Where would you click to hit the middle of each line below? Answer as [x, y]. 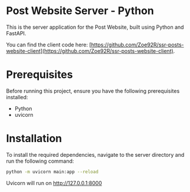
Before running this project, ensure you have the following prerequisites [93, 91]
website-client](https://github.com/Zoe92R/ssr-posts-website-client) [90, 50]
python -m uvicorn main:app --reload [52, 171]
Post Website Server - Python [80, 11]
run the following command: [40, 161]
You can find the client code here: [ [49, 45]
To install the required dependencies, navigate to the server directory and [95, 154]
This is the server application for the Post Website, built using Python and [95, 27]
